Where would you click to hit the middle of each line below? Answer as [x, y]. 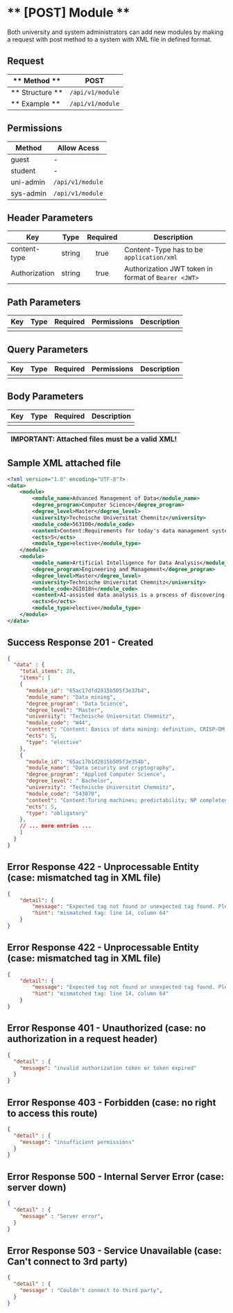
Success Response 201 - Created [80, 643]
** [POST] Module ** [69, 13]
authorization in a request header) [83, 1039]
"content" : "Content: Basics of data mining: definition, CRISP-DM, [127, 729]
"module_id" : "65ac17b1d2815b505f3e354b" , [88, 762]
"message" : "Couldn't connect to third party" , [91, 1291]
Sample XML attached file [64, 463]
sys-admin [29, 193]
